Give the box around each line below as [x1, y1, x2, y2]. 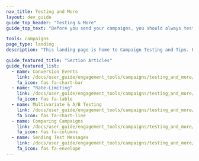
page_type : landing [6, 41, 54, 47]
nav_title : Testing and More [6, 8, 78, 15]
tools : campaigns [6, 36, 49, 42]
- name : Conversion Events [11, 69, 78, 75]
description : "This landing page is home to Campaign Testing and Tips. [6, 47, 190, 53]
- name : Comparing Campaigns [11, 118, 84, 124]
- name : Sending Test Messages [11, 134, 89, 141]
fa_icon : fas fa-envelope [17, 146, 81, 152]
